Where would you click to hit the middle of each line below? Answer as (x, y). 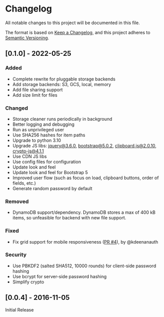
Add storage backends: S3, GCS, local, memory (62, 84)
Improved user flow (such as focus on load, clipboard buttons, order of (86, 178)
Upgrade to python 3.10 (37, 140)
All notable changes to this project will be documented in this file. (73, 23)
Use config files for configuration (47, 162)
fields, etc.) (24, 183)
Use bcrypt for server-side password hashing (59, 276)
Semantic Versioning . (27, 38)
